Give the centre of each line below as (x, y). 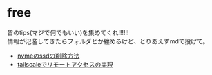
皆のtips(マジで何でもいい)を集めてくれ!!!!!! (68, 32)
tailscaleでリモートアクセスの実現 (65, 64)
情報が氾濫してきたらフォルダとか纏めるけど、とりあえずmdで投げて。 (108, 41)
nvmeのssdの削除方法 (48, 56)
